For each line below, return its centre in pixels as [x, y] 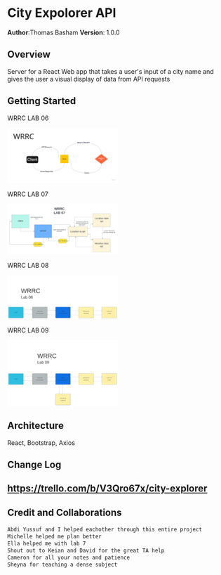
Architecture [36, 426]
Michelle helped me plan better [54, 537]
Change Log [34, 464]
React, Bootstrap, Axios [41, 442]
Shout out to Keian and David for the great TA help [86, 551]
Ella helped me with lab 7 [47, 544]
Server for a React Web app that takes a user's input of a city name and [110, 71]
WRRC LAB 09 [28, 330]
